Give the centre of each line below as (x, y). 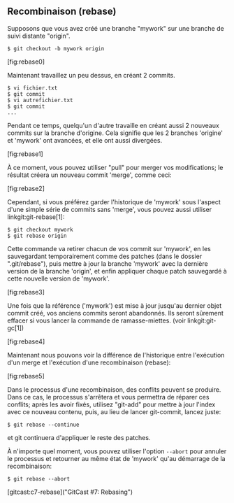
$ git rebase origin (37, 236)
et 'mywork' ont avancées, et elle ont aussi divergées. (85, 140)
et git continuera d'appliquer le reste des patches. (79, 437)
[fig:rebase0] (26, 62)
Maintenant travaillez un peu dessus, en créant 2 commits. (92, 75)
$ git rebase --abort (39, 479)
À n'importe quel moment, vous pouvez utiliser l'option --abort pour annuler (117, 451)
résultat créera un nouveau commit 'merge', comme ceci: (89, 175)
